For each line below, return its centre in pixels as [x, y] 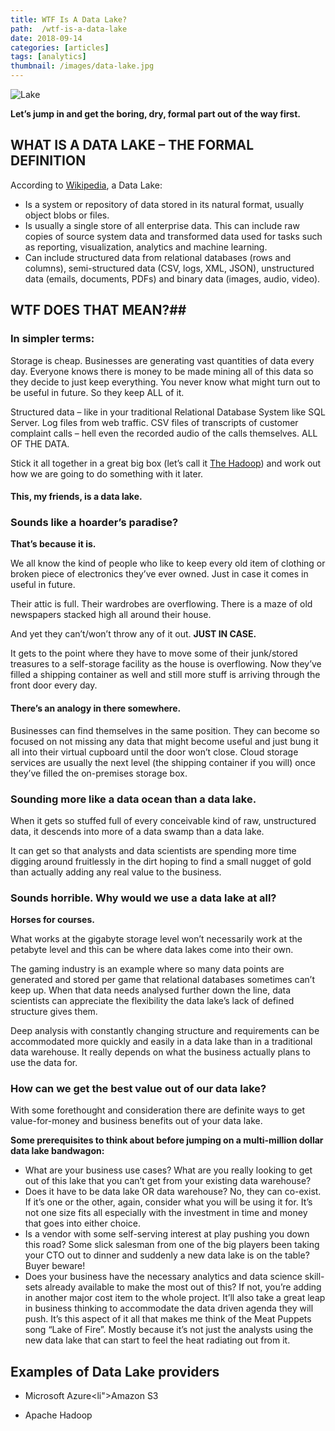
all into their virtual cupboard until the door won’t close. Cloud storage [154, 752]
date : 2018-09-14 [46, 38]
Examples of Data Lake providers [115, 1371]
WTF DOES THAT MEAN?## [98, 310]
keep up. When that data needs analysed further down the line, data [151, 990]
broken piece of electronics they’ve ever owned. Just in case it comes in [159, 574]
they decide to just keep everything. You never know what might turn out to [165, 382]
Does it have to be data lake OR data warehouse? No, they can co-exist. [173, 1192]
